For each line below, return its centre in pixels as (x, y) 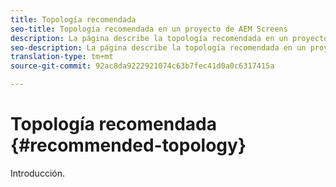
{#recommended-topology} (128, 145)
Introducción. (37, 173)
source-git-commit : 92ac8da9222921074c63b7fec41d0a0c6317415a (142, 66)
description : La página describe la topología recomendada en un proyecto (169, 38)
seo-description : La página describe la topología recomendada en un (158, 47)
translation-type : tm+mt (62, 57)
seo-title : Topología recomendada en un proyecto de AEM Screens (149, 29)
